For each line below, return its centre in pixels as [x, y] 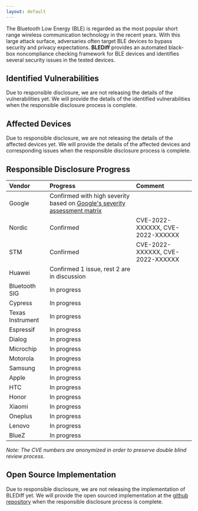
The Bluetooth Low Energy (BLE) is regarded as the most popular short [92, 28]
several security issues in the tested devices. [61, 60]
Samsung [22, 368]
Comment [150, 186]
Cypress [21, 303]
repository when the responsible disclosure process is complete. [85, 502]
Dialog [18, 339]
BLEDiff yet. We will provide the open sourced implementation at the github [97, 495]
